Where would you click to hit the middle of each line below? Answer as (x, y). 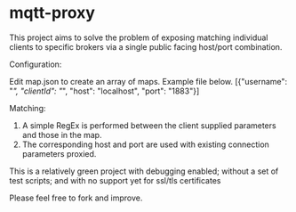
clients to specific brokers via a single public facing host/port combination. (146, 46)
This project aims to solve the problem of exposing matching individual (139, 37)
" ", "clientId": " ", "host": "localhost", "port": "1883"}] (104, 91)
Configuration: (36, 64)
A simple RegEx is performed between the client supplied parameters (149, 125)
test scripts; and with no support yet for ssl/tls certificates (115, 180)
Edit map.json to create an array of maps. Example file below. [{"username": (148, 81)
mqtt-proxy (52, 13)
